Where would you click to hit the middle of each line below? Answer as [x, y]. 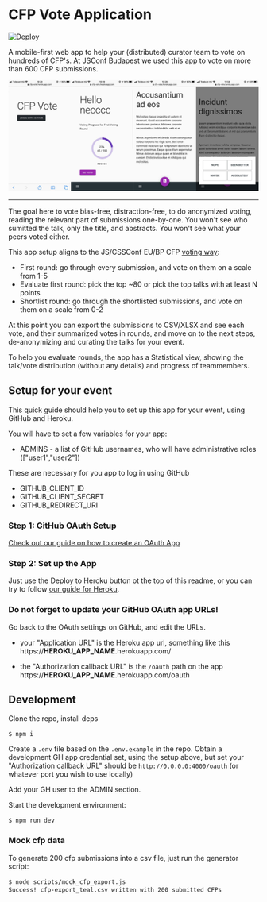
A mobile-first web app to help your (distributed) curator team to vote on [127, 52]
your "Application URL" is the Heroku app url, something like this [125, 642]
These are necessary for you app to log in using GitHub [99, 472]
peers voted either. [39, 237]
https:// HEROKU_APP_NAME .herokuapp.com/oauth [105, 675]
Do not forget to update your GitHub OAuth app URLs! [113, 610]
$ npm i [21, 734]
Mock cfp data [37, 841]
